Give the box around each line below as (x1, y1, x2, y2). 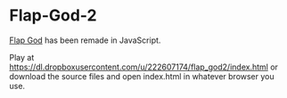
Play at (9, 52, 35, 62)
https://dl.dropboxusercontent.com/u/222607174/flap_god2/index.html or (9, 61, 279, 72)
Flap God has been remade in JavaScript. (9, 35, 161, 45)
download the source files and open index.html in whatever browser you (9, 70, 275, 81)
